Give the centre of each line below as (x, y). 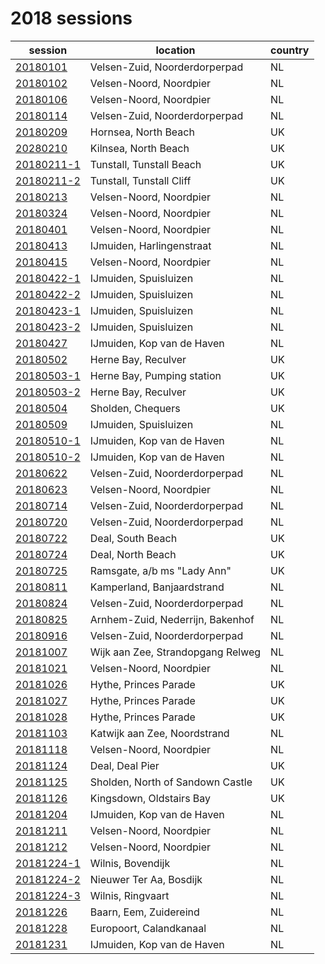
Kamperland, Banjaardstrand (157, 587)
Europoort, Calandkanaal (148, 928)
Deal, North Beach (133, 554)
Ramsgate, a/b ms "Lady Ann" (160, 570)
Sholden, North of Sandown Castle (171, 782)
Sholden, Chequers (135, 408)
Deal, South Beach (133, 538)
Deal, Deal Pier (124, 765)
